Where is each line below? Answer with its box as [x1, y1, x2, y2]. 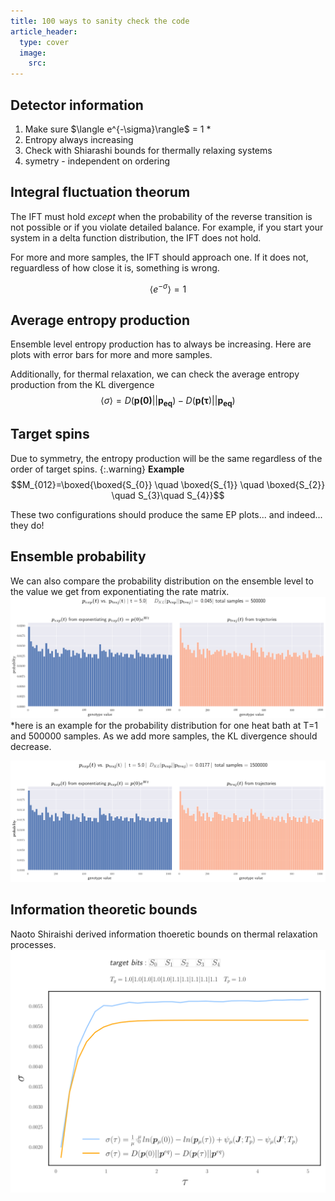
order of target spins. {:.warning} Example [10, 463, 185, 475]
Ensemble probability [10, 548, 147, 565]
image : [19, 48, 47, 58]
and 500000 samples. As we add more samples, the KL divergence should [10, 730, 318, 742]
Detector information [10, 96, 144, 114]
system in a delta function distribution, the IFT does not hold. [10, 231, 262, 244]
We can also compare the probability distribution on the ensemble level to [10, 575, 314, 587]
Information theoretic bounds [10, 901, 198, 919]
